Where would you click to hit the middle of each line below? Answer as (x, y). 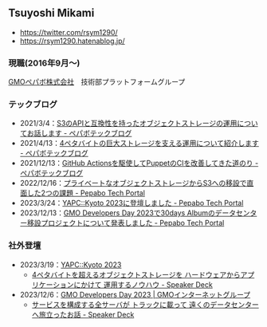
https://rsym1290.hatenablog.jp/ (72, 41)
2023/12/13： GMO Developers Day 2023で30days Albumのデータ (128, 213)
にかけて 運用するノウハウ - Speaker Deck (143, 284)
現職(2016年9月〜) (44, 63)
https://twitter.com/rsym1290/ (69, 32)
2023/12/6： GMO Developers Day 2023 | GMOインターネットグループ (135, 294)
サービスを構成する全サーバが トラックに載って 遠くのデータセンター (145, 304)
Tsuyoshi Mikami (51, 13)
